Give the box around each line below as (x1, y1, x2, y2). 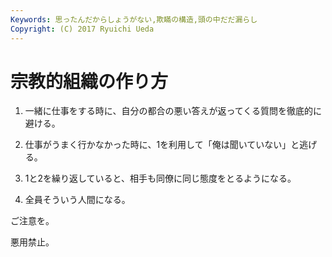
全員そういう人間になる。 (24, 194, 131, 206)
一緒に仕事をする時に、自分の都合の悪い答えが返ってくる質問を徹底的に (24, 105, 322, 117)
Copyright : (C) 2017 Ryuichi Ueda (10, 24, 155, 34)
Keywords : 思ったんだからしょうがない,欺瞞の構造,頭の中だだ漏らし (10, 14, 258, 25)
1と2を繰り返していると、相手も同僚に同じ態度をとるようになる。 (24, 172, 297, 185)
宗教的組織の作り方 (10, 70, 169, 93)
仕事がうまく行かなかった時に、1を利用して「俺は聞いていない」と (24, 139, 300, 151)
